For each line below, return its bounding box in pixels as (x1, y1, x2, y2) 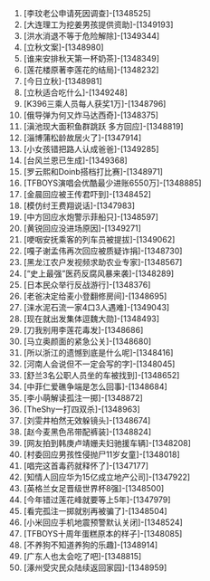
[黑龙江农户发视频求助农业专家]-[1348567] (23, 257, 183, 267)
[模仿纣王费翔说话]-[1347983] (23, 200, 135, 211)
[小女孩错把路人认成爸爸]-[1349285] (23, 144, 159, 154)
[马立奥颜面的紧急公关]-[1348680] (23, 336, 152, 347)
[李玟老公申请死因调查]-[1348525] (23, 8, 151, 18)
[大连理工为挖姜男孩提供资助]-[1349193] (23, 19, 174, 30)
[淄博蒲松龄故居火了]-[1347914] (23, 132, 142, 143)
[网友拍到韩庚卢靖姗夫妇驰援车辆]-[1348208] (23, 438, 191, 448)
